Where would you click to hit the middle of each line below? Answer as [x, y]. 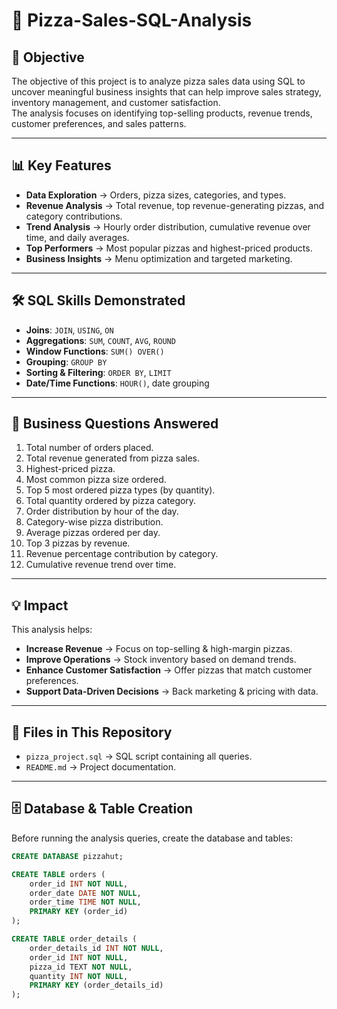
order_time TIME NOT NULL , [85, 902]
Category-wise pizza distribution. [94, 522]
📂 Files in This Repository [92, 732]
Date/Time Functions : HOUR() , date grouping [117, 383]
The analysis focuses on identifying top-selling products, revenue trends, [162, 113]
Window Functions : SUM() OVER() [95, 351]
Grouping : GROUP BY [66, 361]
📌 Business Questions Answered [115, 424]
